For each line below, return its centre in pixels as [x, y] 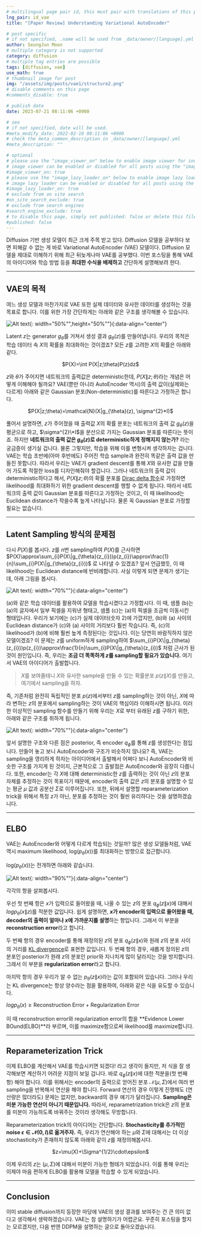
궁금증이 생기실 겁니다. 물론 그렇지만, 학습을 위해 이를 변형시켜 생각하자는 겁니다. [100, 448]
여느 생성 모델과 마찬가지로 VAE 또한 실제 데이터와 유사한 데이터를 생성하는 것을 [99, 305]
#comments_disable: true [37, 95]
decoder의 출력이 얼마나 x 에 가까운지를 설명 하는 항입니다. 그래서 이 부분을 [93, 920]
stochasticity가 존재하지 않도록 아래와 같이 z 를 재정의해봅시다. [79, 1140]
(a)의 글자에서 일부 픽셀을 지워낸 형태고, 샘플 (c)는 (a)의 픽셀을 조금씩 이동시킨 [98, 611]
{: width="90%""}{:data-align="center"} [79, 878]
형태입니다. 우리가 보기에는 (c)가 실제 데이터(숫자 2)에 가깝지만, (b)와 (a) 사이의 [99, 618]
